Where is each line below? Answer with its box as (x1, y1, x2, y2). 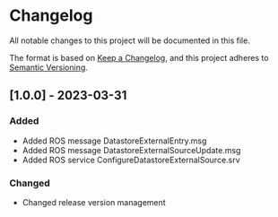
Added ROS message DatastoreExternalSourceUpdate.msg (22, 144, 241, 155)
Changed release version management (22, 196, 166, 207)
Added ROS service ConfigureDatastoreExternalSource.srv (22, 154, 240, 165)
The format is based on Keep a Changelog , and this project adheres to (9, 52, 269, 63)
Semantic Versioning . (9, 62, 88, 73)
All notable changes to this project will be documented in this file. (9, 35, 251, 46)
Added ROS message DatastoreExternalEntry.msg (22, 135, 207, 146)
